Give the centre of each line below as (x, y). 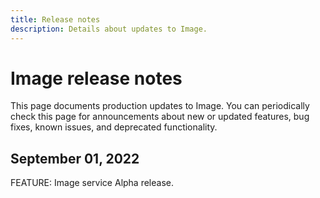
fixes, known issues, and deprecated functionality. (114, 127)
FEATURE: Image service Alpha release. (92, 183)
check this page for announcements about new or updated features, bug (160, 117)
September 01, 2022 (75, 158)
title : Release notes (55, 19)
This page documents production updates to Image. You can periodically (160, 106)
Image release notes (96, 78)
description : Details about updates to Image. (109, 29)
